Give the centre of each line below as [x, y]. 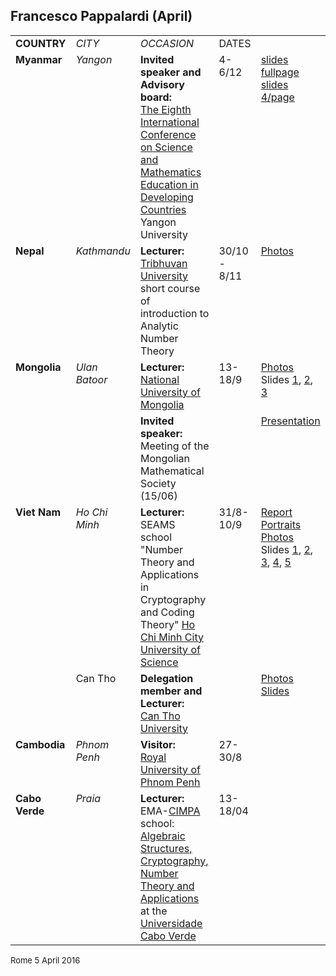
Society [158, 483]
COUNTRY [41, 43]
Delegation [166, 678]
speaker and [170, 72]
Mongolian [165, 458]
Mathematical [172, 471]
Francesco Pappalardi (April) [101, 16]
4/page [277, 97]
